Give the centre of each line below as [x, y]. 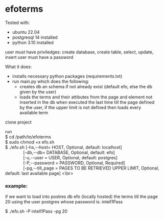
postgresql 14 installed [35, 37]
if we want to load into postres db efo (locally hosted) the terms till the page [82, 196]
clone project [18, 122]
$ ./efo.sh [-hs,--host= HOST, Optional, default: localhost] [64, 147]
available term [34, 112]
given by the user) [38, 92]
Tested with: [18, 23]
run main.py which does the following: [51, 81]
